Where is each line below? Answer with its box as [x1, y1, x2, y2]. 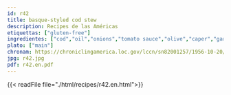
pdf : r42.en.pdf [7, 61, 54, 68]
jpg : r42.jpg [7, 55, 45, 62]
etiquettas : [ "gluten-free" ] [7, 29, 91, 36]
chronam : [7, 49, 32, 56]
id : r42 [7, 10, 30, 17]
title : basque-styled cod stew [7, 17, 97, 23]
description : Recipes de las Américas [7, 23, 118, 30]
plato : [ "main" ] [7, 42, 54, 49]
